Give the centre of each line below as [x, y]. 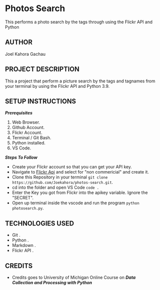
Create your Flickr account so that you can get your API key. [72, 167]
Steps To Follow [21, 158]
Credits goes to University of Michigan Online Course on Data [74, 277]
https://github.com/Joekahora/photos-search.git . [63, 182]
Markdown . [24, 245]
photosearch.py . [28, 208]
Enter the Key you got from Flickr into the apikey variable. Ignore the [80, 193]
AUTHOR [19, 42]
